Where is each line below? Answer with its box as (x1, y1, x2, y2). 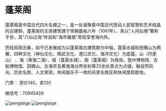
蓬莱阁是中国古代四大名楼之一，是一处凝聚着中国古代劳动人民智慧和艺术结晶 (5, 22, 161, 28)
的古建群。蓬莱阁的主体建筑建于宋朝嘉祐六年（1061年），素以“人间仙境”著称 (5, 28, 159, 34)
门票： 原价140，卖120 (5, 79, 51, 85)
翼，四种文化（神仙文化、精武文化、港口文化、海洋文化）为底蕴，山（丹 (5, 50, 152, 57)
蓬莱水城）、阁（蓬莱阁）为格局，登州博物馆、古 (60, 57, 158, 63)
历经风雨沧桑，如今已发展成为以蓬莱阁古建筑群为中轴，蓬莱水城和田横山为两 (5, 44, 161, 50)
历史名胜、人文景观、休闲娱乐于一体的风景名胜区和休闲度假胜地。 (13, 69, 148, 75)
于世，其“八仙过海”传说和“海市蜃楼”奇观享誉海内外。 (5, 34, 113, 40)
